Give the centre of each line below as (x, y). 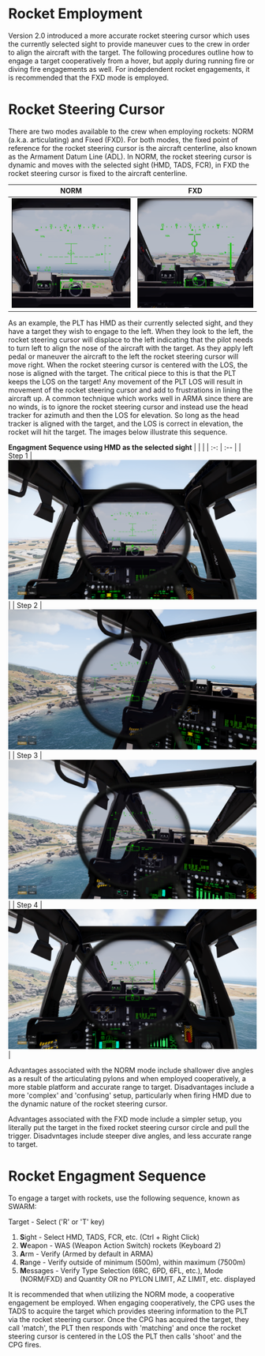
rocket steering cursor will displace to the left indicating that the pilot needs (131, 340)
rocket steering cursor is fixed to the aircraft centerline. (98, 173)
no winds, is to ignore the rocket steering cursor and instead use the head (128, 407)
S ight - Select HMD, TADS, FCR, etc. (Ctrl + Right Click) (109, 1237)
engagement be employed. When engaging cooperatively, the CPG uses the (132, 1302)
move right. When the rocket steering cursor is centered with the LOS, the (128, 365)
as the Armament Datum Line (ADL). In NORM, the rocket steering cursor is (130, 156)
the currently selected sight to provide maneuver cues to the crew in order (129, 43)
